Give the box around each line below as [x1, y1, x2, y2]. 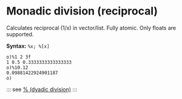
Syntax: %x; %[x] [6, 42, 50, 49]
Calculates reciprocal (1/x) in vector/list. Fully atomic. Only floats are [6, 24, 177, 31]
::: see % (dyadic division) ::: [6, 86, 78, 93]
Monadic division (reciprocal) [6, 4, 158, 18]
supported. [6, 30, 34, 37]
